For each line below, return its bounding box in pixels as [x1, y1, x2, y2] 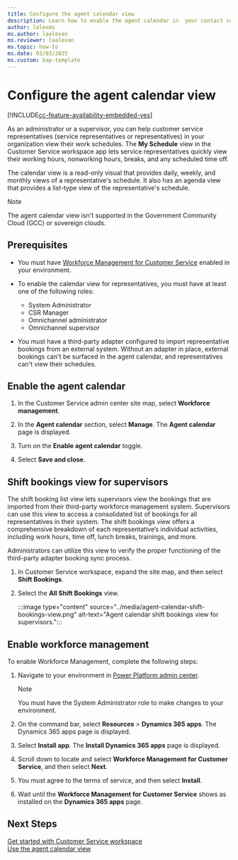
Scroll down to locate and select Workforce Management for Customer [17, 754, 228, 763]
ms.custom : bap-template [7, 57, 81, 64]
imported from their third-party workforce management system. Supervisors [7, 502, 230, 511]
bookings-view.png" [17, 610, 77, 619]
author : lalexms [7, 23, 55, 31]
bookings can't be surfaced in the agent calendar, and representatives [17, 352, 223, 361]
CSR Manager [28, 308, 69, 317]
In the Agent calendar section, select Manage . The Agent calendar [17, 420, 216, 429]
